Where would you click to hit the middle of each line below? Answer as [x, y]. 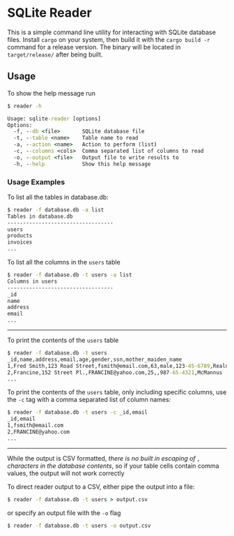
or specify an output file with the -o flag [64, 513]
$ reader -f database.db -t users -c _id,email [78, 412]
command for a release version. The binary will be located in [94, 47]
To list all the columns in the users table [64, 262]
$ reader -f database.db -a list [56, 210]
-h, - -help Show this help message [82, 164]
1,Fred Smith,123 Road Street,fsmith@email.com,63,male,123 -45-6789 [109, 366]
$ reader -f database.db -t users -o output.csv [79, 526]
